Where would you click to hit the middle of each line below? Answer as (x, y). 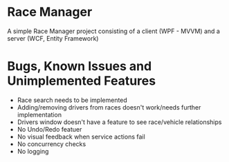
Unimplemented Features (82, 81)
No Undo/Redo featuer (49, 129)
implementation (39, 114)
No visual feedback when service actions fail (81, 136)
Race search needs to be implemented (72, 100)
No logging (33, 151)
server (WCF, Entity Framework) (53, 38)
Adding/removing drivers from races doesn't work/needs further (109, 107)
